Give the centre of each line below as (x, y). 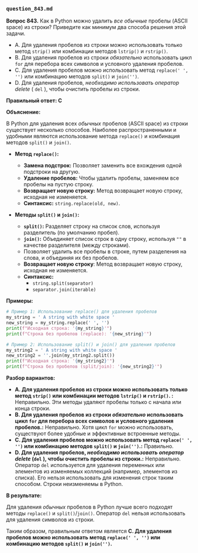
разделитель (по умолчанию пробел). (72, 233)
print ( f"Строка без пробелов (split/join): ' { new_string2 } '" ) (84, 367)
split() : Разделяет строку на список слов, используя (92, 226)
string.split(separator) (63, 284)
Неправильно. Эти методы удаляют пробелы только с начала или (98, 402)
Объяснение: (23, 112)
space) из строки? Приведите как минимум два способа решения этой (96, 27)
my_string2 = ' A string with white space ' (62, 350)
